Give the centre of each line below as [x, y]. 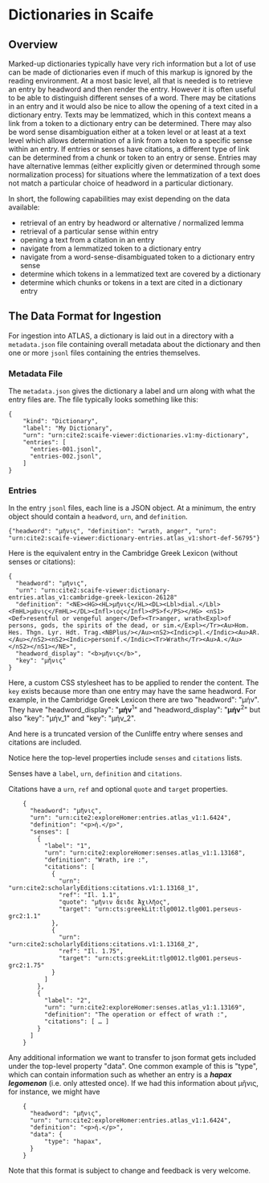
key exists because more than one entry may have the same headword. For [132, 691]
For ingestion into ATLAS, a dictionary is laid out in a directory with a [121, 336]
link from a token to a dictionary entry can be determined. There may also [130, 123]
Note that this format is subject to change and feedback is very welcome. [130, 1171]
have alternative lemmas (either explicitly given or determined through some [134, 166]
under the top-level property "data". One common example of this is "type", [133, 1067]
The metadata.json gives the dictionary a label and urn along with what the [132, 391]
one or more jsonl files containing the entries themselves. [104, 353]
